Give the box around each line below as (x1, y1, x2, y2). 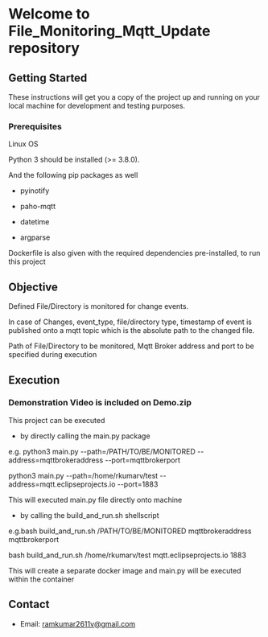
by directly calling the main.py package (19, 431, 150, 441)
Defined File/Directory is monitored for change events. (8, 302, 189, 311)
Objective (8, 280, 59, 294)
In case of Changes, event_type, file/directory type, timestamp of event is (8, 317, 252, 327)
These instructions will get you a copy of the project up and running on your (8, 92, 260, 101)
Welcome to (8, 5, 90, 23)
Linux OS (8, 139, 39, 149)
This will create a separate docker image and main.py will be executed (8, 565, 241, 575)
